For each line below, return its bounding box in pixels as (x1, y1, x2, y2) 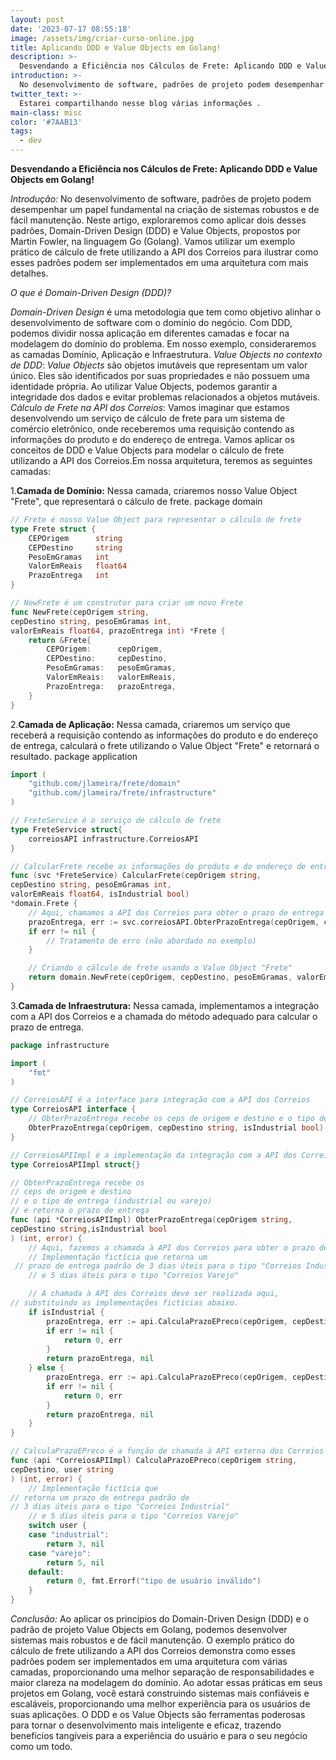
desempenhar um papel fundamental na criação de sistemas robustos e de (10, 204, 320, 215)
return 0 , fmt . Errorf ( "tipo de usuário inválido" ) (46, 1576, 262, 1586)
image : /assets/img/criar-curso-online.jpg (10, 33, 195, 43)
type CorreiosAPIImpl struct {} (10, 1159, 141, 1170)
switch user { (28, 1521, 87, 1531)
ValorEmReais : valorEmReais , (46, 672, 177, 682)
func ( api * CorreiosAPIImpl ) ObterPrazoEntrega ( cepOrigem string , (10, 1215, 293, 1225)
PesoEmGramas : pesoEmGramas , (46, 663, 177, 673)
